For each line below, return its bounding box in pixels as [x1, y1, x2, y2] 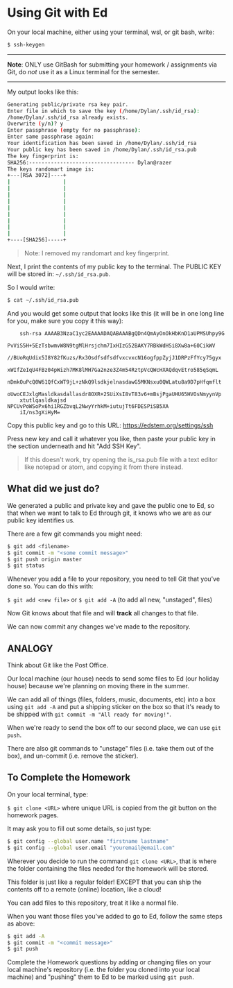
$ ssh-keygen [7, 41, 45, 48]
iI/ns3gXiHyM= [19, 409, 60, 416]
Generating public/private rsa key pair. [7, 101, 129, 108]
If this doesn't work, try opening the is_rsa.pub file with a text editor [24, 455, 218, 463]
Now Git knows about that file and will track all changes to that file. [7, 609, 199, 617]
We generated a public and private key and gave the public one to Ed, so [7, 501, 215, 509]
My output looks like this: [7, 87, 79, 96]
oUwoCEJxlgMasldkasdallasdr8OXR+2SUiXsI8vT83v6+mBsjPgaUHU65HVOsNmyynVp [7, 391, 222, 398]
